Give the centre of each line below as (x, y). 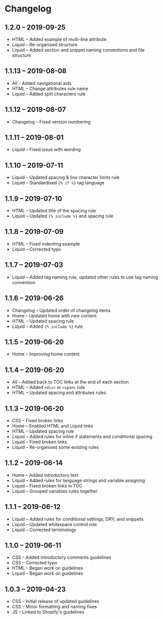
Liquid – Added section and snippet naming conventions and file (78, 50)
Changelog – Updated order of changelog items (61, 310)
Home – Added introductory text (45, 475)
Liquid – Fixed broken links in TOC (47, 485)
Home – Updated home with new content (54, 316)
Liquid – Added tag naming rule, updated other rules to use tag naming (85, 277)
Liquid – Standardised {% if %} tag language (58, 183)
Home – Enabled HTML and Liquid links (52, 426)
